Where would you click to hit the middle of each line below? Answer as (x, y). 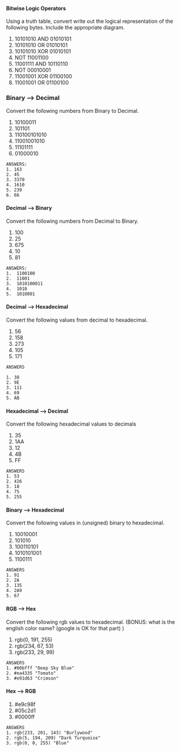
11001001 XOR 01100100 (43, 76)
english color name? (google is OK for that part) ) (65, 628)
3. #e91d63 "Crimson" (33, 678)
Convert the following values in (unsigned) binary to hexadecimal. (86, 523)
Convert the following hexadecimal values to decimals (71, 424)
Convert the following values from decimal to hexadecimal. (77, 320)
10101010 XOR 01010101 (43, 51)
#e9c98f (25, 704)
